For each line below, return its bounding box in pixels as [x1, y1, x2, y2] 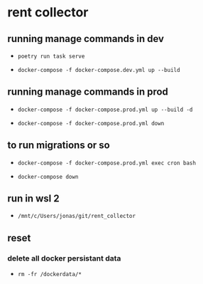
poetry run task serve [17, 53, 85, 60]
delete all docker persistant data [7, 253, 121, 263]
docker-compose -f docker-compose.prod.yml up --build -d [17, 106, 193, 113]
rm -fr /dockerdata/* [17, 271, 82, 278]
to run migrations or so [7, 140, 110, 152]
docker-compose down [17, 173, 79, 180]
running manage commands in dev [7, 33, 165, 45]
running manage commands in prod [7, 86, 169, 98]
